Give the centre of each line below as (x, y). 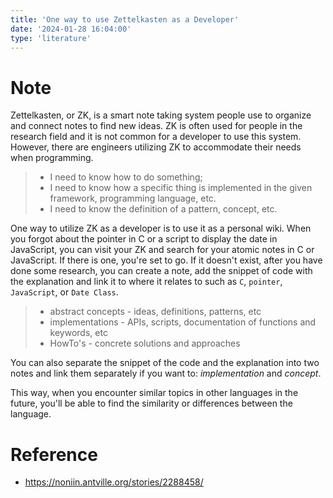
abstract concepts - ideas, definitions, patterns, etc (155, 312)
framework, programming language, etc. (133, 198)
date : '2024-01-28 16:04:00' (71, 29)
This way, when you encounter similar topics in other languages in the (154, 393)
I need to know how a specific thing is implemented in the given (181, 188)
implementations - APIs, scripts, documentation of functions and (183, 322)
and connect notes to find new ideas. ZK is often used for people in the (156, 126)
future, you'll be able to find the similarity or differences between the (151, 403)
